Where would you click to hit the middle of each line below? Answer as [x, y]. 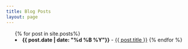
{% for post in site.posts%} [47, 33]
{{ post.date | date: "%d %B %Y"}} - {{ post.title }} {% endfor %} [102, 40]
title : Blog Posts [28, 11]
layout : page [22, 17]
